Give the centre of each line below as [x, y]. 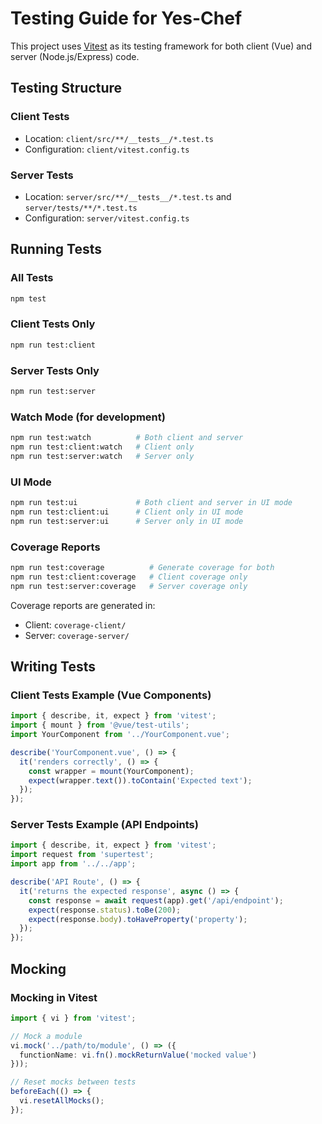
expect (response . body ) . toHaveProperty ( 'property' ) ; [138, 919]
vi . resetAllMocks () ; [62, 1101]
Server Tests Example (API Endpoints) [104, 825]
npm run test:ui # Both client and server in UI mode [151, 503]
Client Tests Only [53, 324]
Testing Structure [66, 88]
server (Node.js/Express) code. [75, 56]
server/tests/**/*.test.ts [81, 208]
